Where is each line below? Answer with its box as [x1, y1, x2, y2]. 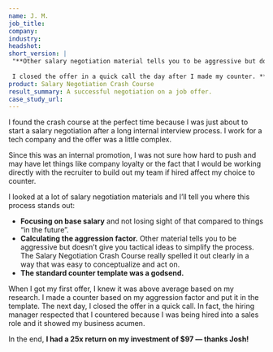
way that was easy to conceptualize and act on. [19, 259, 180, 269]
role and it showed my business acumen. [8, 319, 145, 328]
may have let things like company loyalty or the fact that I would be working [8, 159, 262, 169]
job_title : [8, 20, 45, 28]
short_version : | [8, 50, 67, 58]
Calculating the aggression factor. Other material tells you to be [19, 233, 237, 244]
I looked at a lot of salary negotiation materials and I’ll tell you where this [8, 192, 250, 202]
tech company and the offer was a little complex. [8, 135, 172, 145]
